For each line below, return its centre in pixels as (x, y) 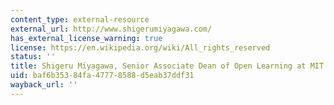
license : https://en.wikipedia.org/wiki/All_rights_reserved (140, 47)
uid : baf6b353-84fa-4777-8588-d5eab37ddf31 (102, 76)
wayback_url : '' (44, 85)
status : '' (33, 57)
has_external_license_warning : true (86, 38)
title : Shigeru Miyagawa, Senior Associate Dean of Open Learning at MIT (167, 66)
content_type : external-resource (80, 19)
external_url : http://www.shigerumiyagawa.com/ (111, 29)
